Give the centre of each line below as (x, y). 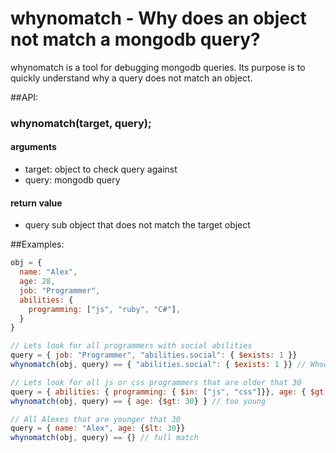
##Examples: (37, 244)
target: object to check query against (101, 169)
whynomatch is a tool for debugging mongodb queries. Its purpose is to (158, 67)
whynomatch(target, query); (81, 123)
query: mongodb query (72, 180)
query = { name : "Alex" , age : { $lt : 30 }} (98, 428)
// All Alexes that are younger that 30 (96, 419)
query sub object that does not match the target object (137, 225)
